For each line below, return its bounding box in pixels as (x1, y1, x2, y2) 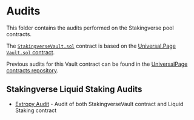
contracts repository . (6, 66, 59, 74)
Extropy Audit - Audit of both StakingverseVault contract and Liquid (15, 100, 184, 107)
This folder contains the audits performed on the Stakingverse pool (6, 24, 174, 31)
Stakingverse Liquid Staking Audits (6, 84, 142, 95)
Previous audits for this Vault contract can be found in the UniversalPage (6, 60, 188, 68)
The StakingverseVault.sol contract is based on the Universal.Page (6, 42, 176, 49)
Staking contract (15, 107, 57, 114)
